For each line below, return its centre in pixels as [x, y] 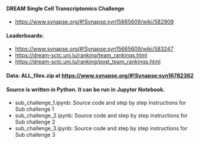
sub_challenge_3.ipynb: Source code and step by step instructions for [101, 128]
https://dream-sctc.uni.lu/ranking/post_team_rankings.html [88, 62]
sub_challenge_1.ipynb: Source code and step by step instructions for [100, 103]
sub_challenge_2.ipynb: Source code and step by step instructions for [101, 116]
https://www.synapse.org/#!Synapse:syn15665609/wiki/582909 [94, 22]
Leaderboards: [25, 36]
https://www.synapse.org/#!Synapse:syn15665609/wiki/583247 [94, 49]
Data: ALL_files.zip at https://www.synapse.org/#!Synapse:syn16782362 [100, 76]
